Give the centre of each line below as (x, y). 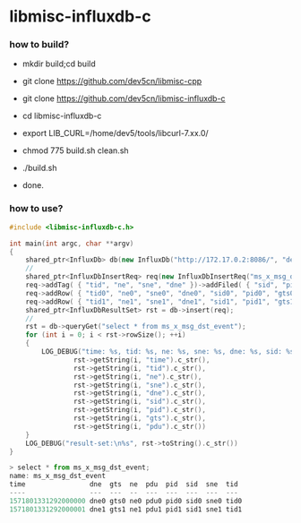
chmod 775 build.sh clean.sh (75, 150)
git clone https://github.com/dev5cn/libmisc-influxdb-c (124, 99)
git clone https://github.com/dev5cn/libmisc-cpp (112, 81)
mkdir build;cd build (59, 64)
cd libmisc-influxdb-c (62, 116)
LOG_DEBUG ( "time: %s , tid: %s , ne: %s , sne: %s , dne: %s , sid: (162, 352)
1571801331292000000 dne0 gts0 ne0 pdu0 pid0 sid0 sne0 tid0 (126, 501)
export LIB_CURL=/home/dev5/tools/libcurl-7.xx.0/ (115, 133)
